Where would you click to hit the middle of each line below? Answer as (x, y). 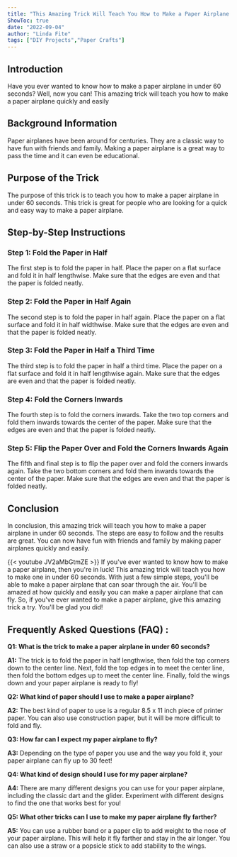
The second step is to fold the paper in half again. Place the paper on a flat (116, 317)
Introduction (35, 69)
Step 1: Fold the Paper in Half (58, 253)
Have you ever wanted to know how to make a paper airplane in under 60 (114, 86)
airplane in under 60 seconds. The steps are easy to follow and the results (116, 533)
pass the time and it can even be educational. (74, 155)
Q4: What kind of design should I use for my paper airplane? (98, 775)
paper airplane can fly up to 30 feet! (60, 761)
